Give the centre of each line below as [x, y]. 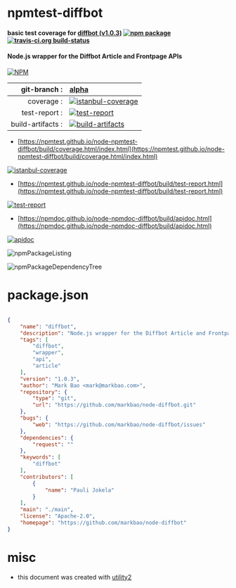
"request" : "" [53, 445]
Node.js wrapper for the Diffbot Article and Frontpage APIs [95, 56]
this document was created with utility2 [74, 577]
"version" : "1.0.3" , [50, 379]
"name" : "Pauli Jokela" [79, 490]
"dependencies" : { [47, 437]
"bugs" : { [34, 418]
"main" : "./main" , [47, 510]
